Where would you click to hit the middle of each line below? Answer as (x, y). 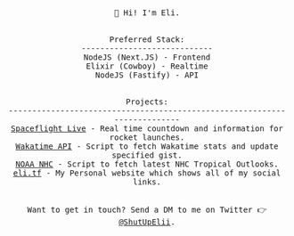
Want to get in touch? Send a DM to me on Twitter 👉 (147, 210)
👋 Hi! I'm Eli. (147, 13)
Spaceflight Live (48, 129)
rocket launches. (147, 138)
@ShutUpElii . (147, 222)
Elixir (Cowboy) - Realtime (147, 66)
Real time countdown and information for (192, 129)
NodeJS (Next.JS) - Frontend (147, 57)
